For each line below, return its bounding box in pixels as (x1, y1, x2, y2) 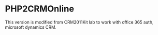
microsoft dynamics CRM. (5, 24, 57, 30)
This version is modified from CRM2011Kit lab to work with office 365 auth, (5, 19, 154, 25)
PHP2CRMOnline (5, 3, 74, 14)
